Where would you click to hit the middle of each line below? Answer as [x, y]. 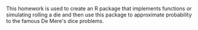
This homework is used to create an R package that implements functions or [99, 9]
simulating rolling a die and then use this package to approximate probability [99, 15]
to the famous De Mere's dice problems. [55, 21]
